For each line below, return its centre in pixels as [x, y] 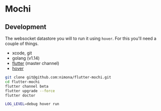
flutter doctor [20, 95]
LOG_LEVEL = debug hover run [32, 104]
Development [26, 27]
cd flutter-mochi [22, 82]
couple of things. [22, 44]
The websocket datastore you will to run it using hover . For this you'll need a [81, 38]
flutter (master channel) [36, 63]
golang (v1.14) [26, 58]
